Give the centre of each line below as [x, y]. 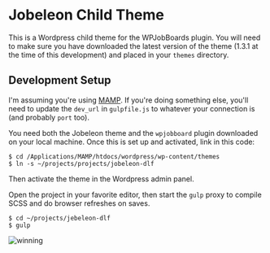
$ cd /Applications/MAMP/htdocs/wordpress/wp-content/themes [114, 156]
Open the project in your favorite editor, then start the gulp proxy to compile [135, 194]
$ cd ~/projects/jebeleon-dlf [60, 218]
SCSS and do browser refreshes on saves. [79, 203]
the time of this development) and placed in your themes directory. [119, 55]
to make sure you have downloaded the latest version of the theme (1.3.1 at [133, 46]
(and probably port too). [49, 117]
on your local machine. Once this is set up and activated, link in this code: [131, 142]
